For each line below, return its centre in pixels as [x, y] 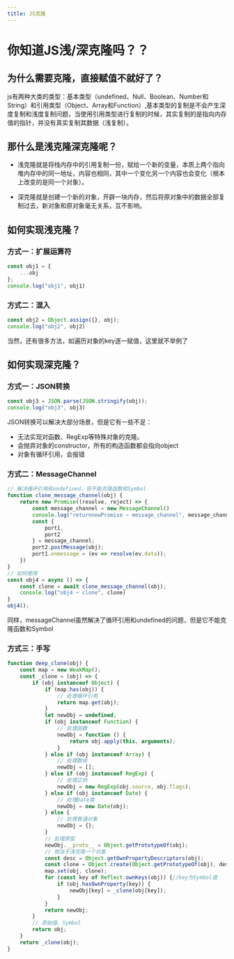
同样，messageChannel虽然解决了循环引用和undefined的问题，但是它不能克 [117, 620]
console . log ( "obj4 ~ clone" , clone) [73, 593]
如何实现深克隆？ [44, 365]
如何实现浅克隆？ [44, 230]
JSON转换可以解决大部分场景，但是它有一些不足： [80, 422]
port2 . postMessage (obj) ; [68, 548]
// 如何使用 [23, 573]
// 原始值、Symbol [57, 923]
